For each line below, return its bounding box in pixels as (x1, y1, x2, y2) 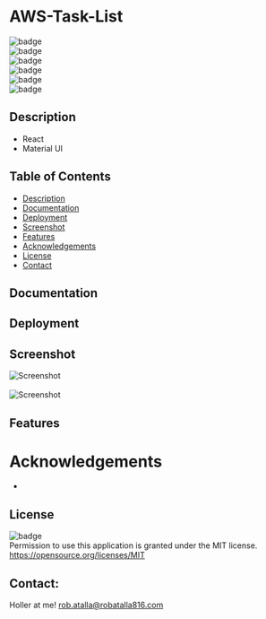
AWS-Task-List (9, 6, 124, 27)
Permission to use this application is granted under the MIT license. (9, 540, 258, 551)
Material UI (21, 143, 64, 153)
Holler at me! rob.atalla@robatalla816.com (9, 599, 164, 611)
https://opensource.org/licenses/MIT (9, 550, 145, 561)
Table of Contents (9, 169, 112, 185)
